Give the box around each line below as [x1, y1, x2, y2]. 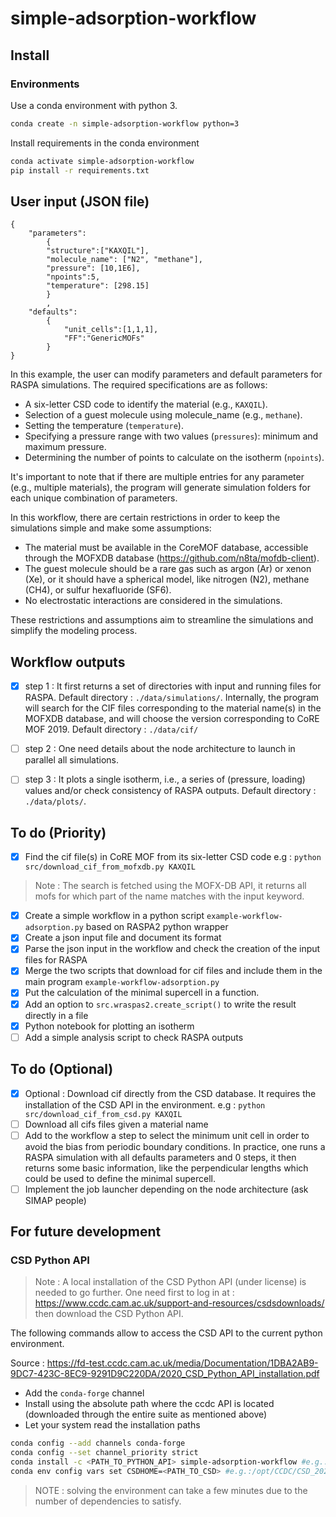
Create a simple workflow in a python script [24, 910, 205, 922]
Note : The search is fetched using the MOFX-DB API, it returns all [34, 880, 307, 892]
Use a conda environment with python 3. [10, 99, 178, 111]
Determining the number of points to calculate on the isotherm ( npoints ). [24, 452, 325, 464]
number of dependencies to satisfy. [34, 1495, 182, 1507]
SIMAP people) [24, 1194, 87, 1206]
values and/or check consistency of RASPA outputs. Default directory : [24, 785, 317, 797]
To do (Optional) [10, 1061, 114, 1078]
